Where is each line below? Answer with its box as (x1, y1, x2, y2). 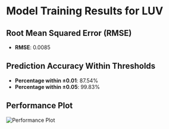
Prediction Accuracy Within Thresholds (6, 61, 156, 71)
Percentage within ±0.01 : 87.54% (14, 76, 98, 84)
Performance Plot (6, 100, 73, 111)
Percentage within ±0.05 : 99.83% (14, 83, 100, 90)
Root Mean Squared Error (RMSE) (6, 28, 132, 38)
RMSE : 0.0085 (14, 44, 51, 51)
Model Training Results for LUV (6, 4, 164, 18)
